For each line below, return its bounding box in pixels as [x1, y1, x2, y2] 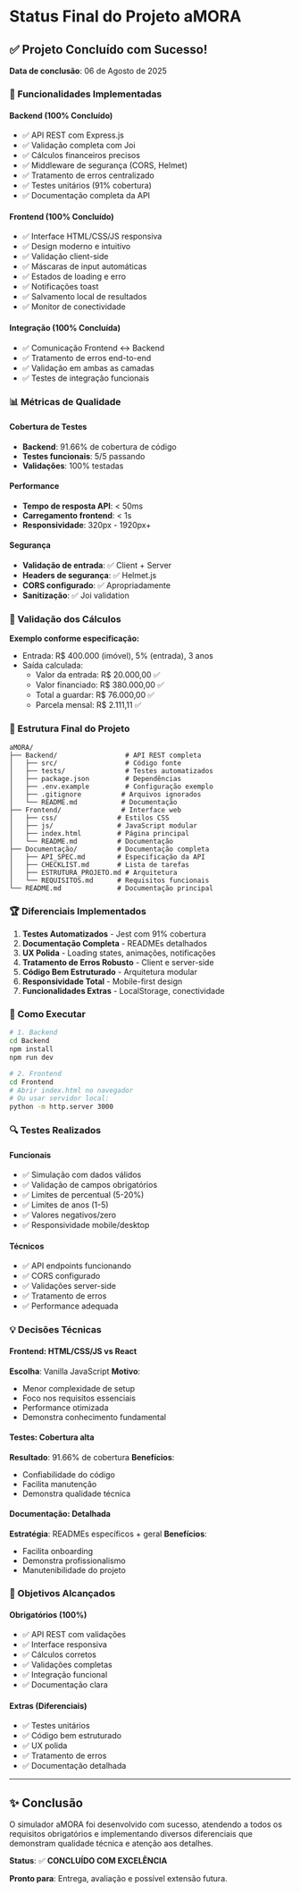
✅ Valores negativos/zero [21, 1209, 117, 1221]
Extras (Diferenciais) [9, 1700, 87, 1711]
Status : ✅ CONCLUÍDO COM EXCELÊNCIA [9, 1855, 168, 1866]
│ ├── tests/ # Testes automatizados [9, 766, 214, 775]
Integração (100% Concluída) [9, 322, 121, 332]
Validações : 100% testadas [21, 460, 124, 471]
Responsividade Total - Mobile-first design [21, 976, 183, 987]
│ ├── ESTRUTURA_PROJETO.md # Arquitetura [9, 868, 178, 877]
